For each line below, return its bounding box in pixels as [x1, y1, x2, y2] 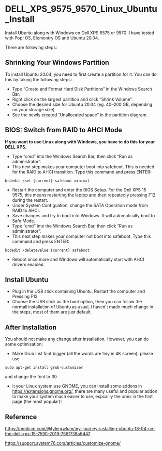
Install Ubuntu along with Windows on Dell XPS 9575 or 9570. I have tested [5, 30, 155, 35]
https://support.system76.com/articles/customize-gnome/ [5, 440, 121, 446]
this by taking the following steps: [5, 76, 72, 82]
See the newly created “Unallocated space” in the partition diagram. [12, 112, 148, 118]
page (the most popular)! [12, 399, 62, 404]
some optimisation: [5, 341, 43, 347]
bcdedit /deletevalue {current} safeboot [5, 248, 90, 253]
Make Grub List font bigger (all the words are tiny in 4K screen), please [12, 351, 153, 357]
